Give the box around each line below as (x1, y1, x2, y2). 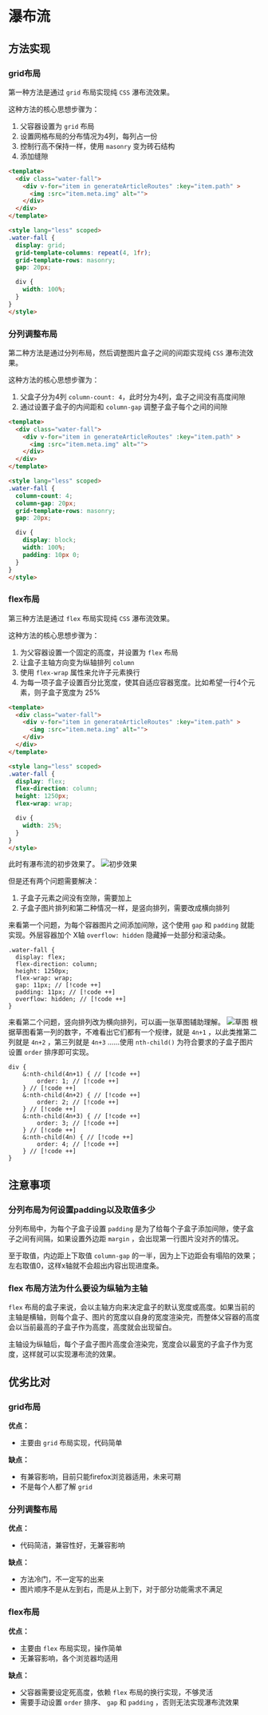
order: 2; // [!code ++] (37, 1098, 120, 1107)
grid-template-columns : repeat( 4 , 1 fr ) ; (15, 249, 152, 257)
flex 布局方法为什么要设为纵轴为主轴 (8, 1283, 148, 1294)
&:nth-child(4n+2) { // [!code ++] (22, 1092, 141, 1100)
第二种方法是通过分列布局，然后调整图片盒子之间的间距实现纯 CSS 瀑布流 (8, 347, 247, 357)
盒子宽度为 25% (47, 687, 101, 697)
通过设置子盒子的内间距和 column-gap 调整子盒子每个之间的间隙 (19, 402, 228, 411)
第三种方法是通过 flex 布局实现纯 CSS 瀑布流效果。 (8, 613, 174, 623)
